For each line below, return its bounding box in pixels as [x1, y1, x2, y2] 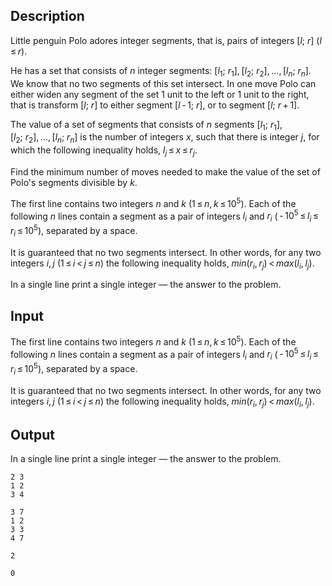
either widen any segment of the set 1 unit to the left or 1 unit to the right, [10, 88, 310, 100]
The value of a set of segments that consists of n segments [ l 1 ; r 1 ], [10, 118, 283, 133]
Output [10, 426, 55, 443]
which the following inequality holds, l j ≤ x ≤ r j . [10, 144, 198, 158]
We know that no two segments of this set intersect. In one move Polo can [10, 77, 317, 89]
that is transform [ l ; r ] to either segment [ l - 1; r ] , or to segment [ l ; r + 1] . [10, 99, 300, 111]
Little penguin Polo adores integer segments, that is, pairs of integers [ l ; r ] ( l [10, 34, 322, 46]
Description [10, 8, 85, 25]
